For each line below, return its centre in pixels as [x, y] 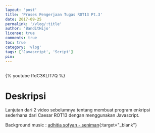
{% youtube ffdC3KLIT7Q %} [35, 76]
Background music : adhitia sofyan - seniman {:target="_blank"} [71, 125]
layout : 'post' [21, 10]
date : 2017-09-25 [23, 19]
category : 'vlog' [23, 47]
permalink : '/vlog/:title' [34, 24]
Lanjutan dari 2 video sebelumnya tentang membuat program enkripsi [78, 110]
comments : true [21, 38]
